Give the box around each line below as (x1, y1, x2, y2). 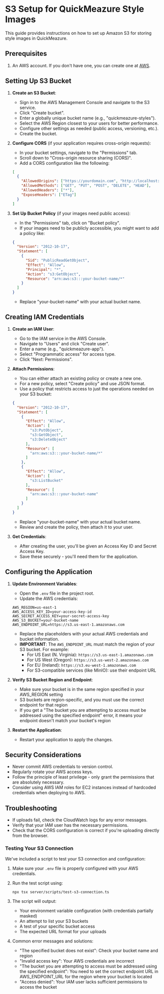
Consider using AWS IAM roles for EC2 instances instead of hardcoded (12, 785, 156, 790)
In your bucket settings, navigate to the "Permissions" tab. (19, 150, 137, 156)
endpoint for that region (19, 702, 68, 707)
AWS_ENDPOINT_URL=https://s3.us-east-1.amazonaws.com (12, 622, 125, 627)
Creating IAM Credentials (5, 313, 84, 321)
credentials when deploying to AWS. (12, 790, 86, 796)
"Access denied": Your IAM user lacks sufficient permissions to (19, 979, 147, 985)
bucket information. (19, 636, 59, 642)
